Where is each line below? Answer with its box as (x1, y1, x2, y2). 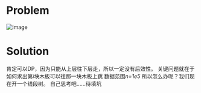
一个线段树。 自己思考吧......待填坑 (16, 80, 102, 87)
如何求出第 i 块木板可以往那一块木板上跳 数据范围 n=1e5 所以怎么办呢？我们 (6, 73, 190, 80)
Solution (6, 44, 49, 58)
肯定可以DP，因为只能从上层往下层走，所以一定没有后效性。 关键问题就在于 (6, 65, 195, 72)
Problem (6, 4, 49, 17)
